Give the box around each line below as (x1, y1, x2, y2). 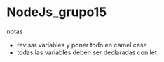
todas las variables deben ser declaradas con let (16, 48, 157, 56)
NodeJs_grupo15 (6, 4, 107, 20)
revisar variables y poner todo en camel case (16, 40, 148, 49)
